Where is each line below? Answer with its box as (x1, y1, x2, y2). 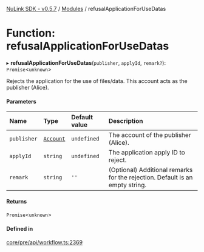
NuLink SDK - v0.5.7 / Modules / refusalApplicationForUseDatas (6, 5, 166, 12)
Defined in (6, 225, 33, 232)
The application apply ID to (108, 148, 185, 157)
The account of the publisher (108, 131, 191, 139)
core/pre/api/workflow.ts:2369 (6, 239, 83, 246)
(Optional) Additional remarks (108, 166, 193, 174)
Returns (6, 197, 27, 205)
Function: (6, 27, 56, 40)
